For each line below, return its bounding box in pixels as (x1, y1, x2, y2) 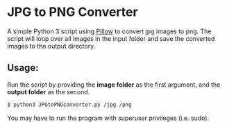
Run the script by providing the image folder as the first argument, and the (7, 80, 221, 89)
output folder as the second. (7, 87, 90, 96)
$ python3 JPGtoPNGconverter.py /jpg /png (7, 101, 132, 108)
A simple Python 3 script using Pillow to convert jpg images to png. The (7, 27, 212, 35)
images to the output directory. (7, 42, 96, 50)
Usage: (7, 62, 40, 74)
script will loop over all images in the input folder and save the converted (7, 34, 215, 42)
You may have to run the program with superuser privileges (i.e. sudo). (7, 114, 210, 122)
